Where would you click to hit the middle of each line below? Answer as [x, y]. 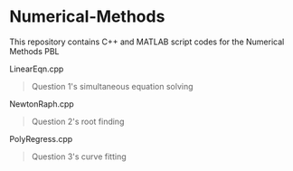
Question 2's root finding [78, 121]
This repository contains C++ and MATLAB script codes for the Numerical [147, 42]
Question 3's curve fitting [79, 157]
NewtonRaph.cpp [42, 104]
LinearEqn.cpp [37, 69]
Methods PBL [34, 51]
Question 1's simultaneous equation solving [112, 86]
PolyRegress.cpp [41, 138]
